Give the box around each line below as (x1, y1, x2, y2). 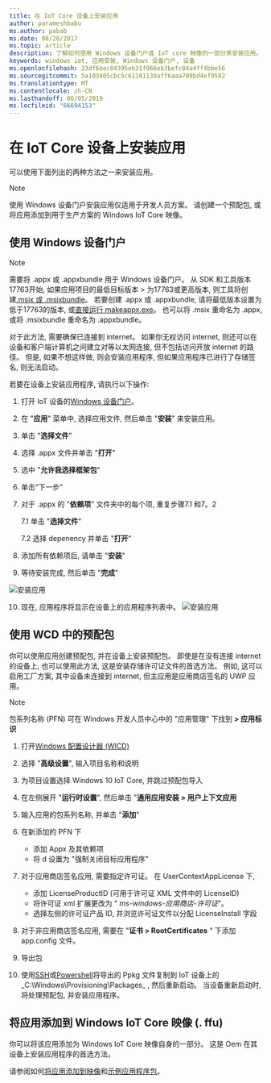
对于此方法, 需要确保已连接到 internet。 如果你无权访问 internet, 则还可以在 (9, 331, 258, 341)
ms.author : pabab (9, 27, 68, 35)
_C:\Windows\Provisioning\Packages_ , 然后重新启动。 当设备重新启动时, (20, 980, 261, 989)
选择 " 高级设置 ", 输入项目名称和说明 (20, 758, 139, 768)
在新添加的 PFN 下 (20, 827, 82, 836)
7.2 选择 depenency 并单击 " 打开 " (20, 533, 132, 543)
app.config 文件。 (20, 935, 80, 945)
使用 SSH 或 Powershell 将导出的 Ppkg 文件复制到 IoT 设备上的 (20, 969, 220, 980)
